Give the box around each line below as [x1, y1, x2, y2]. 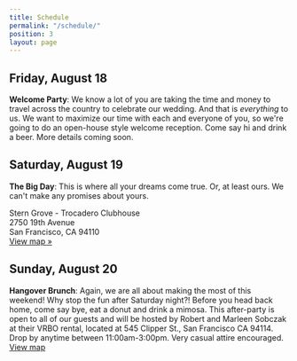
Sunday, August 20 [9, 262, 118, 277]
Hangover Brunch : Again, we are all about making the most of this [9, 285, 252, 295]
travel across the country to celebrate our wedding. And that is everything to [9, 104, 289, 114]
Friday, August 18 [9, 70, 108, 85]
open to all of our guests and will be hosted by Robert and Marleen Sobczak [9, 313, 286, 324]
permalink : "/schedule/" [9, 21, 101, 30]
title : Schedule [9, 12, 69, 22]
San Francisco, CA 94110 [9, 226, 100, 237]
